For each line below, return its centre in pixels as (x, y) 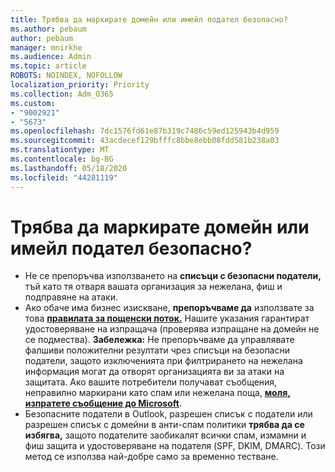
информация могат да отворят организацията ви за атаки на (154, 372)
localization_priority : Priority (80, 85)
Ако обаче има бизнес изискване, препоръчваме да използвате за (169, 308)
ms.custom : (33, 103)
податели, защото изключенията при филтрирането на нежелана (163, 361)
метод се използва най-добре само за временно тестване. (151, 457)
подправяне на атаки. (71, 297)
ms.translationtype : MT (60, 150)
